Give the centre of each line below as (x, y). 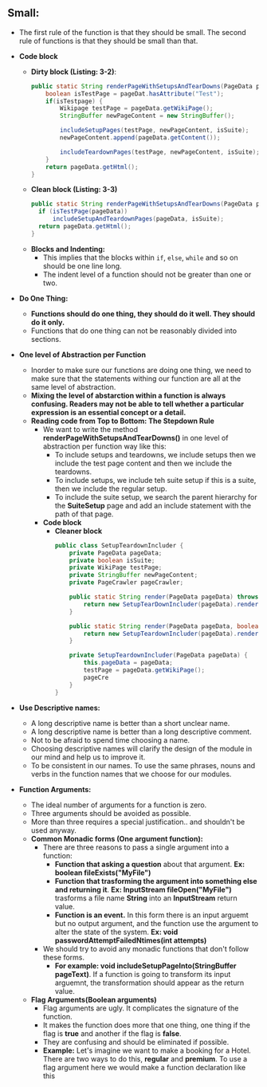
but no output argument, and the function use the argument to (157, 923)
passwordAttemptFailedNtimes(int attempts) (131, 940)
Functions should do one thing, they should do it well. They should (143, 313)
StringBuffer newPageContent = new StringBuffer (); (147, 116)
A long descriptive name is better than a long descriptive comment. (141, 732)
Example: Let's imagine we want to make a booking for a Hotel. (147, 1050)
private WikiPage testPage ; (116, 568)
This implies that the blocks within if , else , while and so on (140, 257)
